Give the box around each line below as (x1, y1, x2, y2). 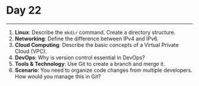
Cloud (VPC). (14, 47, 47, 55)
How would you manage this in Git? (14, 72, 101, 80)
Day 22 (6, 4, 41, 17)
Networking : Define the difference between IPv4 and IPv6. (14, 35, 159, 42)
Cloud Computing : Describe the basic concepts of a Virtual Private (14, 41, 179, 48)
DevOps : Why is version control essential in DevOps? (14, 54, 145, 61)
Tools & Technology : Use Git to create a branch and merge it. (14, 60, 165, 67)
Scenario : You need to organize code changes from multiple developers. (14, 66, 192, 74)
